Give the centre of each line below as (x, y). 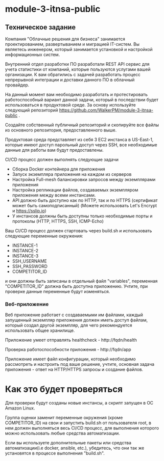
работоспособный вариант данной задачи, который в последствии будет (82, 100)
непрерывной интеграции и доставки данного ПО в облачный (70, 80)
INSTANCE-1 (25, 245)
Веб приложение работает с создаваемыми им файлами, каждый (74, 315)
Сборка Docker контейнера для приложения (59, 169)
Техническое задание (40, 27)
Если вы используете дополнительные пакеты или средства (68, 443)
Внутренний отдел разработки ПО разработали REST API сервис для (77, 64)
